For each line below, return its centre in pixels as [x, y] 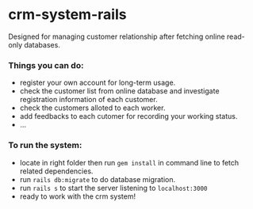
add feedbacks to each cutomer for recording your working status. [128, 116]
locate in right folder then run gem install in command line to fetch [129, 162]
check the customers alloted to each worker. [92, 108]
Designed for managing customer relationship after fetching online [117, 36]
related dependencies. [56, 171]
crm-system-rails [67, 15]
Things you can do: [46, 65]
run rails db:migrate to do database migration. [98, 179]
